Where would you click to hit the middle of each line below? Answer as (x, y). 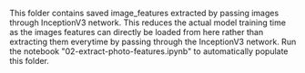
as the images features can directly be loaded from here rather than (137, 32)
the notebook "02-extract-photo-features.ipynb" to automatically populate (149, 51)
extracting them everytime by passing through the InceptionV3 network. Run (153, 41)
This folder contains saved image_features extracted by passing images (144, 13)
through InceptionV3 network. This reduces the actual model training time (148, 23)
